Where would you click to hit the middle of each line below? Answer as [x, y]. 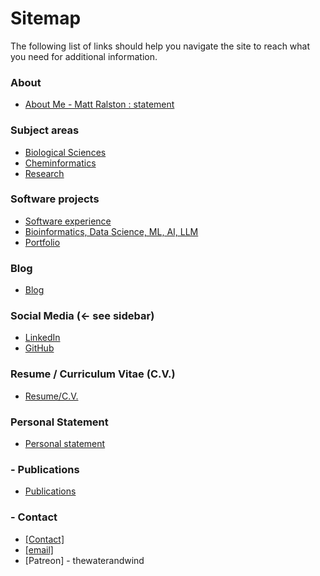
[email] [39, 549]
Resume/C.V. [51, 396]
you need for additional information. [84, 56]
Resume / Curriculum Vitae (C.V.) [93, 374]
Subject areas [45, 130]
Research [44, 173]
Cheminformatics [60, 163]
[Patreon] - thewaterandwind [84, 560]
